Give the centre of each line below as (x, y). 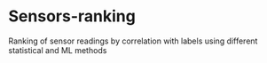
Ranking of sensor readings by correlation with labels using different (133, 41)
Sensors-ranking (72, 16)
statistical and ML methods (58, 50)
